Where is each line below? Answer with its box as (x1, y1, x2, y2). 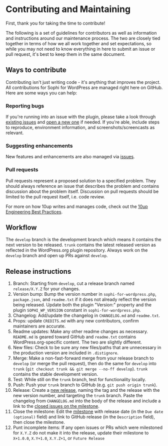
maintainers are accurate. (12, 323, 66, 329)
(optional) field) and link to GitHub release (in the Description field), (12, 414, 155, 420)
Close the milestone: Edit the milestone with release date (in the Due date (12, 408, 163, 415)
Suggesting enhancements (5, 142, 73, 149)
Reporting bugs (5, 102, 44, 109)
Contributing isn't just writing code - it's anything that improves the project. (5, 79, 161, 85)
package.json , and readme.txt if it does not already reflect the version (12, 296, 156, 302)
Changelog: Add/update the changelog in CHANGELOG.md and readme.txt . (12, 312, 160, 318)
